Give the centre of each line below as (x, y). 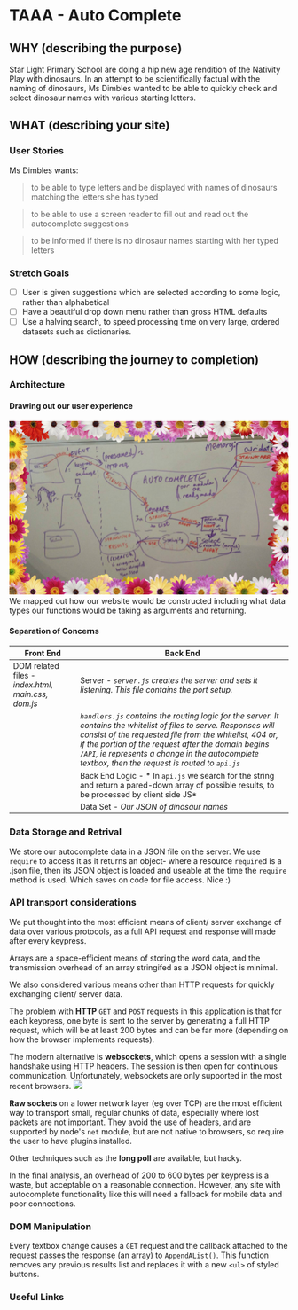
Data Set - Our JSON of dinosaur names (154, 806)
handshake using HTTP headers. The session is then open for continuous (143, 1066)
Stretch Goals (39, 273)
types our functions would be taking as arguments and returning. (128, 611)
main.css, (31, 694)
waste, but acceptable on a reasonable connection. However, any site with (145, 1184)
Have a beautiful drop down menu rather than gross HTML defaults (145, 312)
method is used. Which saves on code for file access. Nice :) (120, 880)
